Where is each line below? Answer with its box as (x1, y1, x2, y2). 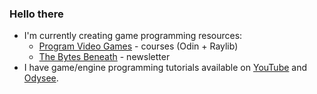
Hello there (9, 7, 64, 21)
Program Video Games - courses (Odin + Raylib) (38, 40, 239, 52)
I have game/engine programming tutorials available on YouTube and (23, 62, 308, 74)
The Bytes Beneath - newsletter (38, 51, 171, 63)
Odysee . (23, 72, 59, 84)
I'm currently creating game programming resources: (23, 30, 243, 42)
